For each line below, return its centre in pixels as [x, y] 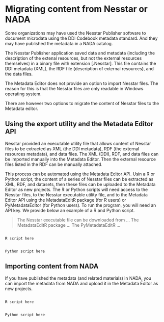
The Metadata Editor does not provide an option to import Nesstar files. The [82, 83]
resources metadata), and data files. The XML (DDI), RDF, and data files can [82, 154]
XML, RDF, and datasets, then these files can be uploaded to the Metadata [80, 184]
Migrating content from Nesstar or [77, 9]
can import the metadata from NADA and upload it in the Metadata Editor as [82, 283]
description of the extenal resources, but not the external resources [73, 58]
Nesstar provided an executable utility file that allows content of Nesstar [78, 143]
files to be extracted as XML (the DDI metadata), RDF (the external [72, 149]
